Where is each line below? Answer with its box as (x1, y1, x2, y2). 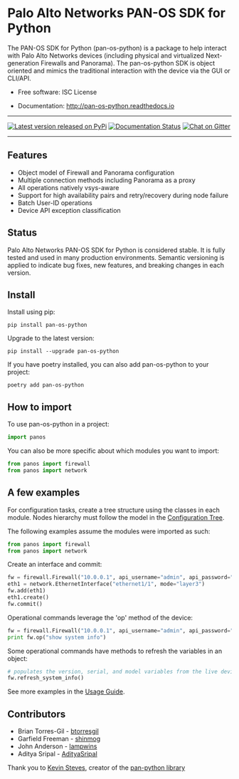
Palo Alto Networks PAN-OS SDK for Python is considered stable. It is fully (7, 246, 225, 254)
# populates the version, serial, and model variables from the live (7, 668, 218, 675)
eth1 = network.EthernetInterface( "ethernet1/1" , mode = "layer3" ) (7, 580, 205, 588)
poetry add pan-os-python (7, 382, 84, 389)
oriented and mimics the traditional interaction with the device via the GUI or (7, 66, 231, 75)
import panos (7, 434, 46, 441)
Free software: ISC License (17, 88, 97, 96)
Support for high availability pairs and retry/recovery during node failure (17, 191, 229, 199)
